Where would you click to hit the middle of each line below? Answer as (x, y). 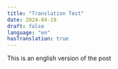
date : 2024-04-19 (32, 20)
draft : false (26, 26)
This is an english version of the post (59, 58)
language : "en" (29, 32)
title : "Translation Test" (46, 13)
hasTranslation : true (38, 39)
